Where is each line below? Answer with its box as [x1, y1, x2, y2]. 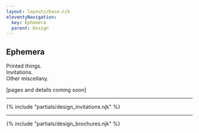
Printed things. [6, 62, 42, 69]
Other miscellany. [6, 75, 49, 82]
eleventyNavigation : [6, 14, 57, 20]
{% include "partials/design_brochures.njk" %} [6, 120, 120, 127]
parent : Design [11, 25, 49, 31]
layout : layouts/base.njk [6, 8, 70, 15]
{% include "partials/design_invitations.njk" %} [6, 104, 120, 111]
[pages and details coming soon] [6, 87, 87, 94]
